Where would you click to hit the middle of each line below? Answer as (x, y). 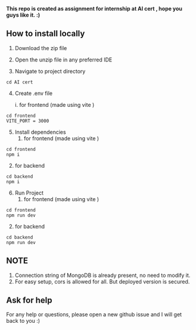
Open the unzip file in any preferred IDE (63, 60)
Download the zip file (41, 48)
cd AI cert (20, 82)
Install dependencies (41, 132)
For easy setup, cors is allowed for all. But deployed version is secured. (102, 281)
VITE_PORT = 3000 (28, 121)
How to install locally (46, 34)
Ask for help (29, 300)
